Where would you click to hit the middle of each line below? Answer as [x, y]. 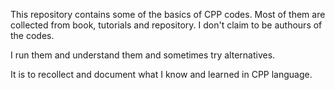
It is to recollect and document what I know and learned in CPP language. [161, 74]
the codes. [32, 35]
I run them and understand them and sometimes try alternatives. [143, 55]
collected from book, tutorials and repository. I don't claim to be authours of [166, 25]
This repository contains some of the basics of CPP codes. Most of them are [168, 14]
